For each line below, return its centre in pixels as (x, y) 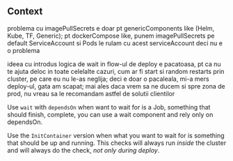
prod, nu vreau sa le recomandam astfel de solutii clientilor (91, 93)
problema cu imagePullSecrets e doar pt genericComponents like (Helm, (111, 28)
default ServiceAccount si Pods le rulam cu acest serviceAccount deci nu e (115, 43)
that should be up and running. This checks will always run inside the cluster (117, 143)
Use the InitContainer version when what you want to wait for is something (116, 135)
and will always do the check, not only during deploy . (83, 150)
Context (25, 11)
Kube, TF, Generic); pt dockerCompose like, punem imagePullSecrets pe (111, 36)
